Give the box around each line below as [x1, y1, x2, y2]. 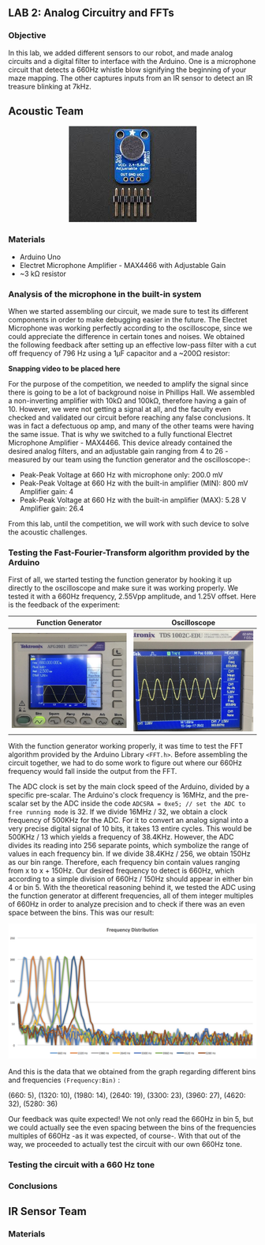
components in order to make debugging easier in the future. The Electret [8, 315, 248, 325]
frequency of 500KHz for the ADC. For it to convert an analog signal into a [8, 816, 249, 825]
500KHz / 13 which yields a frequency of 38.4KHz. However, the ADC [8, 832, 234, 842]
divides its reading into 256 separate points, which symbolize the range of [8, 841, 249, 851]
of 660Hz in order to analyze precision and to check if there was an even [8, 900, 245, 909]
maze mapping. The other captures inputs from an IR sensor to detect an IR [8, 73, 253, 82]
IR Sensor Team [8, 1205, 87, 1218]
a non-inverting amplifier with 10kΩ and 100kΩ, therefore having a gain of [8, 396, 247, 406]
